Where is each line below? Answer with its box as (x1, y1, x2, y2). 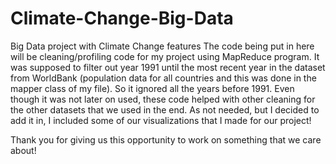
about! (10, 144, 37, 156)
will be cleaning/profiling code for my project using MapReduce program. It (10, 50, 320, 62)
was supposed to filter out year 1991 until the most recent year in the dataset (10, 61, 326, 73)
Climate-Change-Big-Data (10, 7, 234, 30)
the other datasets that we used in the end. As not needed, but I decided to (10, 103, 320, 116)
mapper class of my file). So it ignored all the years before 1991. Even (10, 82, 295, 94)
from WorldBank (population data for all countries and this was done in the (10, 72, 317, 84)
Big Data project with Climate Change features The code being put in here (10, 40, 315, 52)
